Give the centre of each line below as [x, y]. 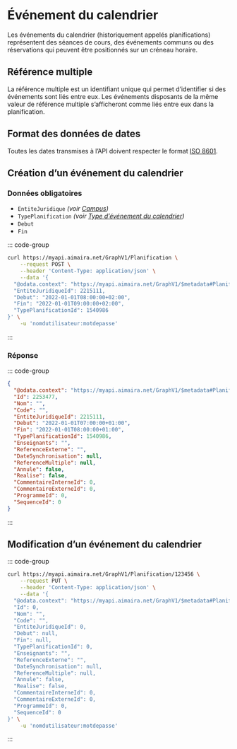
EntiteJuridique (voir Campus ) [63, 209]
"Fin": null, [33, 640]
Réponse [23, 355]
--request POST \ [45, 265]
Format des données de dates [74, 134]
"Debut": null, [36, 634]
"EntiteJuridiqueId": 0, [50, 627]
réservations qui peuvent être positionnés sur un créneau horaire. [103, 50]
